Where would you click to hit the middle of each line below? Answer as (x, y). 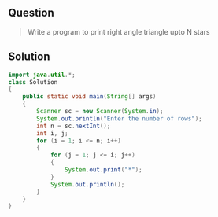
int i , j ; (52, 133)
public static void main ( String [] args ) (89, 97)
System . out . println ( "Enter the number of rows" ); (119, 118)
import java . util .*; (42, 75)
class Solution (33, 82)
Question (31, 13)
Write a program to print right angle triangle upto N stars (118, 31)
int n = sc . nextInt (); (74, 126)
